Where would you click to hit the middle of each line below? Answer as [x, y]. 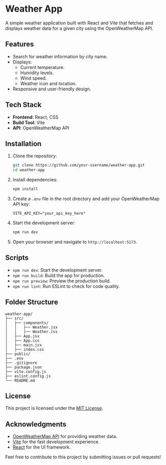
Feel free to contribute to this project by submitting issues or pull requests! [83, 457]
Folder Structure [32, 302]
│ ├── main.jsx [24, 345]
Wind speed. [34, 78]
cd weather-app [29, 170]
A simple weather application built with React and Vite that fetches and [79, 23]
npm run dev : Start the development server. [57, 270]
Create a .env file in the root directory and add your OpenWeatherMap [86, 199]
